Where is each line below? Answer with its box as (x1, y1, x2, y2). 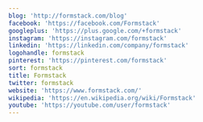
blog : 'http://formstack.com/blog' (8, 11, 128, 20)
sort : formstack (8, 64, 63, 72)
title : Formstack (8, 71, 67, 79)
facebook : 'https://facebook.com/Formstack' (8, 19, 160, 27)
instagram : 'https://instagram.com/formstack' (8, 34, 168, 43)
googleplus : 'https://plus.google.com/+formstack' (8, 26, 182, 35)
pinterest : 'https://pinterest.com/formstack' (8, 57, 168, 65)
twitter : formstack (8, 79, 74, 87)
